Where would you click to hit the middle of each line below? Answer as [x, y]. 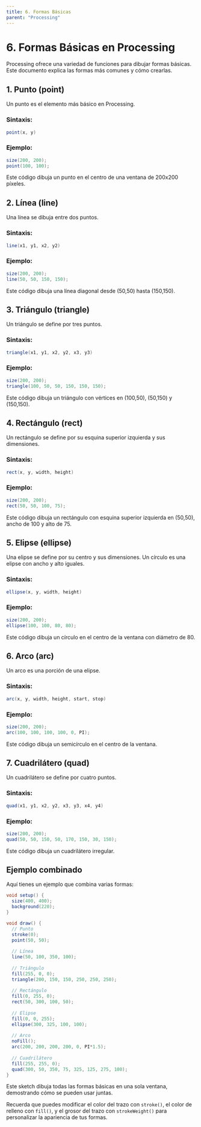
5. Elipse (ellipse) [39, 542]
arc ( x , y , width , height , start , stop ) [56, 699]
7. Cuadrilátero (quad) [48, 763]
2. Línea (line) [32, 203]
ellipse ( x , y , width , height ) [44, 592]
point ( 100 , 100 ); [28, 166]
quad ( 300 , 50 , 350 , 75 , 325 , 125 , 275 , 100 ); [70, 1069]
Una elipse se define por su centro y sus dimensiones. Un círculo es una [96, 557]
